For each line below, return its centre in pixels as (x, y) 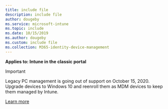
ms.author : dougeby (26, 38)
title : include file (27, 10)
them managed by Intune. (32, 91)
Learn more (17, 101)
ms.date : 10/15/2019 (27, 33)
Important (15, 71)
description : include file (34, 15)
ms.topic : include (24, 29)
